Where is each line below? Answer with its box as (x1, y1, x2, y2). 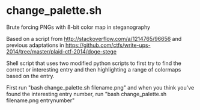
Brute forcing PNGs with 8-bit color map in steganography (6, 23, 151, 31)
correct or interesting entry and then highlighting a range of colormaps (6, 66, 181, 73)
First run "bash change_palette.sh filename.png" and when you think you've (6, 84, 195, 91)
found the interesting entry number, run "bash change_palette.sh (6, 90, 167, 97)
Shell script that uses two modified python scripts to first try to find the (6, 60, 181, 67)
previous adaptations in (6, 41, 64, 49)
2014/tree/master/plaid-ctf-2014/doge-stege (6, 47, 117, 55)
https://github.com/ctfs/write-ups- (65, 41, 151, 49)
